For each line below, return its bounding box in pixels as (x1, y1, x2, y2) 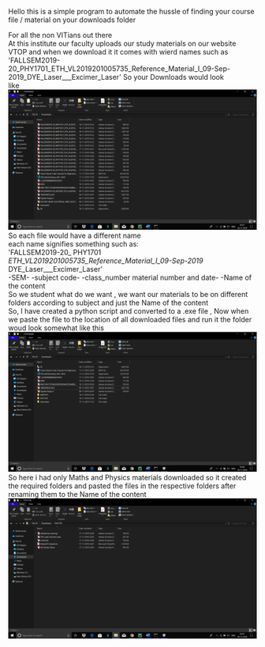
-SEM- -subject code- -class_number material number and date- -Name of (8, 273, 252, 282)
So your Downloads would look (123, 73, 225, 81)
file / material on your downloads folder (8, 15, 136, 24)
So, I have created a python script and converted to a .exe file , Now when (8, 306, 249, 315)
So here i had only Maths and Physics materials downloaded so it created (8, 473, 247, 482)
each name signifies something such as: (8, 239, 140, 248)
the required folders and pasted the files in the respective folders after (8, 481, 237, 491)
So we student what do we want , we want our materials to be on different (8, 289, 248, 299)
